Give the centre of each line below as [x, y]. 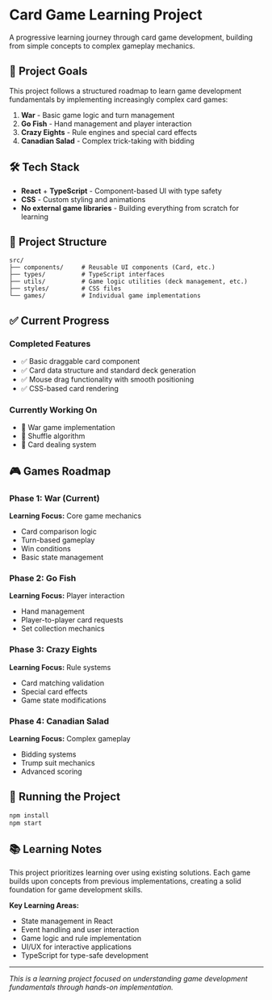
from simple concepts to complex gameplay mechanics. [102, 45]
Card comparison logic [59, 532]
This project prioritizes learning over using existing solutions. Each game [130, 873]
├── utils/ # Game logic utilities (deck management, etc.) [129, 282]
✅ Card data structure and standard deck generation [108, 370]
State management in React [67, 921]
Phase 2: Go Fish [43, 578]
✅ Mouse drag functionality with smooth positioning [107, 380]
